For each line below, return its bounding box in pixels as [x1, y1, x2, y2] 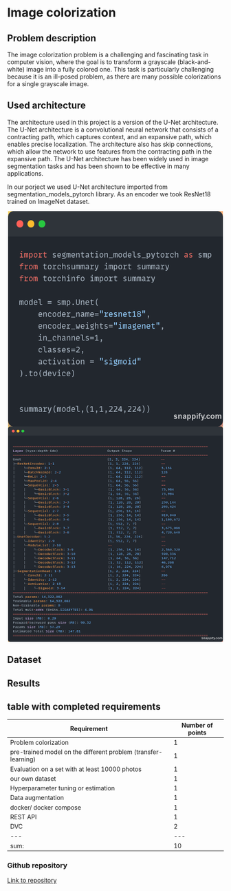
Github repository [7, 861, 67, 870]
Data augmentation [10, 794, 64, 802]
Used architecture [7, 100, 86, 112]
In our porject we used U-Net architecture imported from [7, 183, 168, 191]
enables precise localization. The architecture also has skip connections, [7, 140, 213, 148]
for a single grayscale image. [7, 80, 89, 88]
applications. [7, 169, 43, 177]
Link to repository [7, 877, 57, 885]
